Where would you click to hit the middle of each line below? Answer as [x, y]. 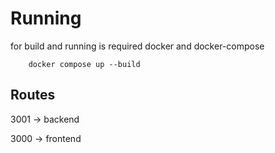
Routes [33, 95]
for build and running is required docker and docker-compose [137, 46]
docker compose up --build [84, 64]
